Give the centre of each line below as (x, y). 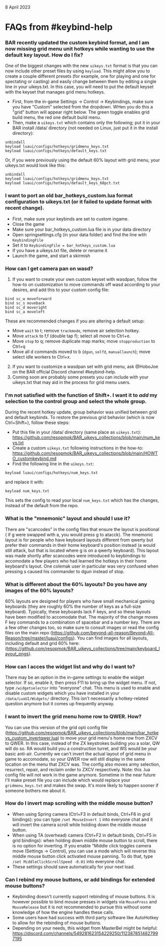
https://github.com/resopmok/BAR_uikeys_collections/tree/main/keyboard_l (83, 648)
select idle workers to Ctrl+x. (42, 357)
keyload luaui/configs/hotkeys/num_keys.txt (51, 473)
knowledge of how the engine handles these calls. (63, 912)
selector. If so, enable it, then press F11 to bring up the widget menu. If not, (81, 683)
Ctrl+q (19, 347)
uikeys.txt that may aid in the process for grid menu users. (71, 382)
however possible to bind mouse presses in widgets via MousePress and (84, 902)
